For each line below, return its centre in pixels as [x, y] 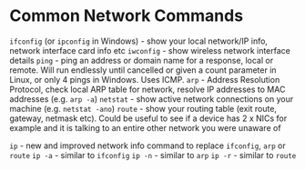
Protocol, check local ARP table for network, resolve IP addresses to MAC [147, 89]
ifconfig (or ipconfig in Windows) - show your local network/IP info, [139, 41]
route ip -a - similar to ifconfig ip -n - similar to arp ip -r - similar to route [153, 155]
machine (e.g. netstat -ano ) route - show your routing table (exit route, [143, 108]
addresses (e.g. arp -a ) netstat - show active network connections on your [152, 99]
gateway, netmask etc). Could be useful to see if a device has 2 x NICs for [148, 118]
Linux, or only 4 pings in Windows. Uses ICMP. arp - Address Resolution [145, 79]
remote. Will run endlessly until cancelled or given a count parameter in [143, 70]
